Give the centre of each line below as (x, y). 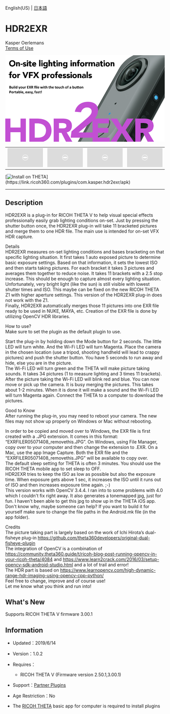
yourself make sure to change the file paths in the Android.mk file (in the (80, 512)
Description (24, 203)
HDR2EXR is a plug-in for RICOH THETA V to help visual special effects (79, 215)
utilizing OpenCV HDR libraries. (38, 316)
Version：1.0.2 (28, 654)
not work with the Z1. (27, 300)
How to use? (18, 326)
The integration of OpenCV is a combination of (54, 548)
